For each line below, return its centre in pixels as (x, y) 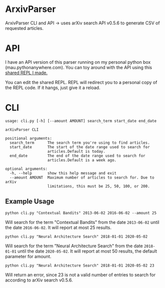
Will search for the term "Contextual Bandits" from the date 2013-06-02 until (82, 222)
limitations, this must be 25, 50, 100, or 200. (99, 186)
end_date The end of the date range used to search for (78, 156)
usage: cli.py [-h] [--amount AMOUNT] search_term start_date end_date (81, 121)
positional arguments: (29, 138)
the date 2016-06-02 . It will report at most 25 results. (58, 227)
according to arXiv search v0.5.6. (39, 280)
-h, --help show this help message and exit (63, 173)
